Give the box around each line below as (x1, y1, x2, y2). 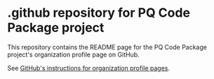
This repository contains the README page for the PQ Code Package (7, 43, 207, 51)
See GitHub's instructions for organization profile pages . (7, 64, 170, 72)
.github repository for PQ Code (7, 5, 191, 21)
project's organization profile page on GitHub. (7, 50, 140, 59)
